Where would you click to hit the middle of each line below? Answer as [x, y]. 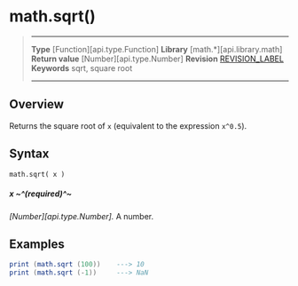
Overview [37, 104]
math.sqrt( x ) [37, 174]
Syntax [29, 154]
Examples [37, 244]
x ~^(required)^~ [41, 194]
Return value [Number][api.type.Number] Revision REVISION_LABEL [157, 59]
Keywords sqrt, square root [82, 68]
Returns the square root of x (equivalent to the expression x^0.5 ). [128, 125]
